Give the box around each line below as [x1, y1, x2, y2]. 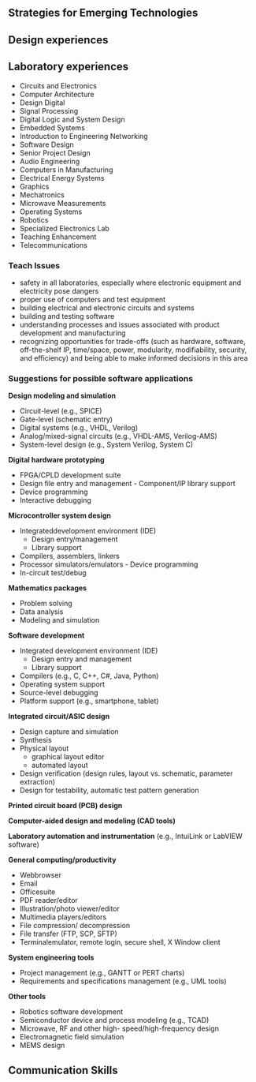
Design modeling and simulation [8, 391, 117, 401]
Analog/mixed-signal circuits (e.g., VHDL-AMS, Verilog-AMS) [19, 432, 218, 441]
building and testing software [19, 311, 115, 320]
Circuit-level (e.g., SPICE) [19, 406, 102, 416]
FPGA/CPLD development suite [19, 470, 121, 480]
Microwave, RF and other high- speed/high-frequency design [19, 1024, 219, 1033]
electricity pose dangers [19, 286, 99, 295]
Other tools [8, 992, 46, 1002]
